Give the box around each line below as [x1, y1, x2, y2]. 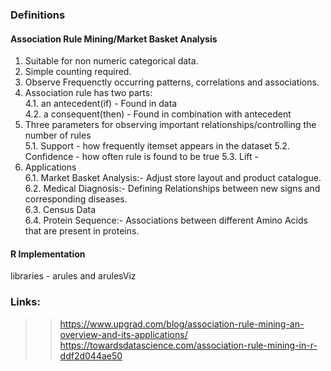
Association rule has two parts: [24, 87, 153, 99]
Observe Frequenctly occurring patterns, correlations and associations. [24, 76, 320, 88]
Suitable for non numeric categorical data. [24, 55, 199, 67]
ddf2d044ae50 [59, 349, 123, 362]
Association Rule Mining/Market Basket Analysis [10, 33, 218, 45]
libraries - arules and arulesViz [10, 270, 137, 282]
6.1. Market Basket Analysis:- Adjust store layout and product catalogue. [24, 172, 322, 184]
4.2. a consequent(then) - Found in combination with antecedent [24, 108, 292, 120]
